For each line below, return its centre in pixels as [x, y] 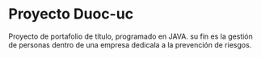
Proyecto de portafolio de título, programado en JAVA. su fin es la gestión [130, 36]
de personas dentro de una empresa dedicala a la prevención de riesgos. [130, 44]
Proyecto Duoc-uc [71, 14]
